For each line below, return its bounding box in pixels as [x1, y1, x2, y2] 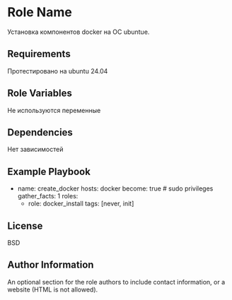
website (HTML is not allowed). [7, 285, 98, 294]
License [7, 220, 43, 232]
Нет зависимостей [7, 145, 64, 154]
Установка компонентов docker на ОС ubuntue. [7, 28, 150, 36]
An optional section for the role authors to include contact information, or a [7, 277, 226, 286]
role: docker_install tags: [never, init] [28, 199, 134, 208]
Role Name [7, 4, 72, 20]
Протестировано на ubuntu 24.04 [7, 66, 108, 75]
